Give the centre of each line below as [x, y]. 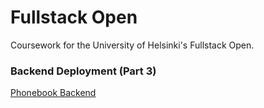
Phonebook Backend [53, 93]
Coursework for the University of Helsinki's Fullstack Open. [132, 45]
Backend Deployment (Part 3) [83, 71]
